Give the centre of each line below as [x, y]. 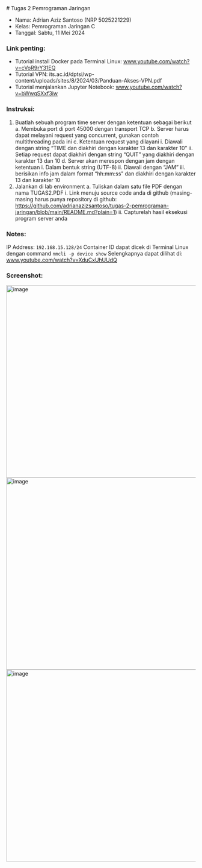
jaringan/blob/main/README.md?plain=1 [65, 212]
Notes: [16, 234]
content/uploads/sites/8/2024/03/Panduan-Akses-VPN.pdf [88, 81]
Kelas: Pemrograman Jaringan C [55, 26]
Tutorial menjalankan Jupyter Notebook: [65, 87]
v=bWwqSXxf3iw [36, 93]
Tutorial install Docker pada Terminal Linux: [68, 61]
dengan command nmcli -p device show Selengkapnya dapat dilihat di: [94, 253]
